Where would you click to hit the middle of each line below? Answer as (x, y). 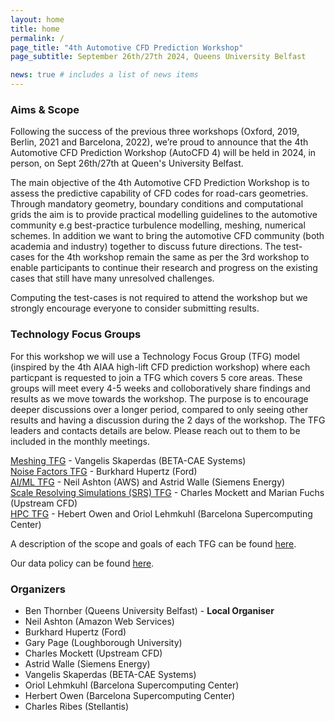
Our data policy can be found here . (82, 563)
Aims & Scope (45, 109)
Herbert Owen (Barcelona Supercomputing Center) (130, 695)
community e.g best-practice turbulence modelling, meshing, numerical (158, 225)
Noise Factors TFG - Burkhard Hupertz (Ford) (104, 471)
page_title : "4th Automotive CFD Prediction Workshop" (127, 47)
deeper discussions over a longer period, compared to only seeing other (159, 409)
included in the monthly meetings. (80, 441)
